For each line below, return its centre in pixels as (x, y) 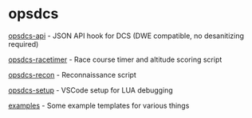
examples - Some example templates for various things (99, 105)
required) (24, 44)
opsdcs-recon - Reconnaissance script (73, 74)
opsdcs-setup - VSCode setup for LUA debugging (91, 90)
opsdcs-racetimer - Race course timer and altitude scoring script (115, 59)
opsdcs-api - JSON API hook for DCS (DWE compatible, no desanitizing (126, 36)
